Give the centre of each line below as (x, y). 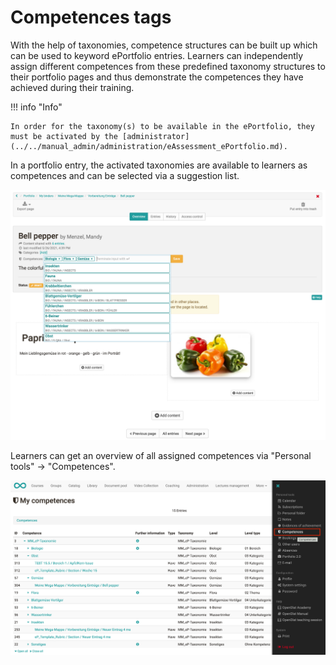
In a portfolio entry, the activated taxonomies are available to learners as (159, 165)
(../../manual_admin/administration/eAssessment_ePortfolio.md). (149, 146)
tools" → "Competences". (63, 466)
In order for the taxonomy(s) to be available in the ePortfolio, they (162, 126)
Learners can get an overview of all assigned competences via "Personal (161, 455)
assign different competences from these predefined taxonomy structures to (168, 66)
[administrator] (155, 136)
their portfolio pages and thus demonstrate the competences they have (157, 77)
